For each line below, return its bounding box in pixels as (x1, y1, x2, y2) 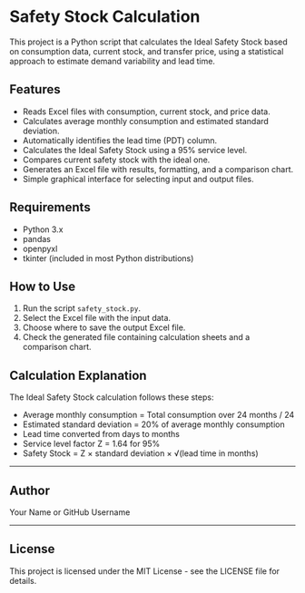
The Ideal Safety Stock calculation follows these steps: (9, 392, 214, 403)
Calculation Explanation (9, 367, 147, 383)
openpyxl (22, 243, 58, 254)
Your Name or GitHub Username (9, 507, 131, 518)
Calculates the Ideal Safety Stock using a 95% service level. (22, 144, 248, 155)
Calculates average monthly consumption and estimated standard (22, 115, 270, 126)
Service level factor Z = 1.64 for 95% (22, 438, 161, 450)
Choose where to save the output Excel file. (22, 322, 186, 333)
